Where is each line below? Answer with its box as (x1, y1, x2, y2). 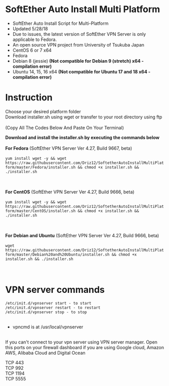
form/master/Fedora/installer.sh (5, 164, 76, 170)
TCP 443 (5, 359, 24, 365)
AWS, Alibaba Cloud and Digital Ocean (5, 350, 86, 356)
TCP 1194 (5, 370, 25, 376)
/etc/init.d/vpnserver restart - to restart (5, 305, 101, 310)
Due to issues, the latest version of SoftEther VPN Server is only (12, 31, 146, 37)
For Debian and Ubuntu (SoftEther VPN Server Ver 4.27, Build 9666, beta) (5, 232, 159, 238)
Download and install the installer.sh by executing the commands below (5, 134, 160, 140)
